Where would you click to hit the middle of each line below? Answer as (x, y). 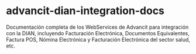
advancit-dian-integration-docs (85, 11)
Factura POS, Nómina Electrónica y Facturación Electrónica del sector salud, (98, 39)
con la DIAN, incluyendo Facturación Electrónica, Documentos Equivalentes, (98, 33)
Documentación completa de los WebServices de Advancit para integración (97, 27)
